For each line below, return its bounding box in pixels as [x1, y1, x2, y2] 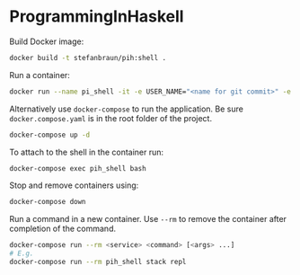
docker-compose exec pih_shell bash [9, 164, 146, 173]
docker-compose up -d [9, 130, 91, 139]
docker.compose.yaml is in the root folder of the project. [9, 112, 213, 123]
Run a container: [9, 69, 70, 80]
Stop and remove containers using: [9, 180, 139, 191]
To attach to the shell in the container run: [9, 146, 164, 157]
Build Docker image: [9, 36, 84, 47]
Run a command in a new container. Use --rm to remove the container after [9, 214, 287, 225]
